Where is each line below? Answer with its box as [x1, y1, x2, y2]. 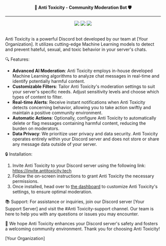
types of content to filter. [12, 94, 63, 100]
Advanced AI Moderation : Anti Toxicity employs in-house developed [12, 68, 153, 74]
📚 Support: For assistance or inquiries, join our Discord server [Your [5, 199, 145, 205]
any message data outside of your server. [12, 141, 97, 147]
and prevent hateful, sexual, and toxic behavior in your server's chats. [5, 46, 147, 52]
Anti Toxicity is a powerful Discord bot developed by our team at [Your [5, 36, 148, 41]
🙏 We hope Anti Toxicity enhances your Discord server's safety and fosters [5, 221, 158, 226]
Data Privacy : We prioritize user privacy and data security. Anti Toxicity [12, 131, 158, 136]
